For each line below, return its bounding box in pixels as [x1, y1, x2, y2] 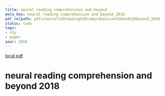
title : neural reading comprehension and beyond [5, 7, 107, 12]
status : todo [5, 21, 32, 26]
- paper [5, 35, 21, 40]
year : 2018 [5, 39, 28, 44]
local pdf [5, 53, 23, 59]
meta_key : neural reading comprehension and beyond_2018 [5, 12, 125, 17]
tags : [5, 26, 16, 31]
